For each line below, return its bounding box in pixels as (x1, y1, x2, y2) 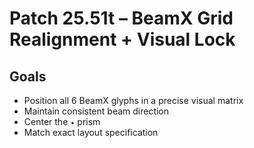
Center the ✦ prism (23, 116, 101, 127)
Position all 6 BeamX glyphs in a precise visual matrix (23, 95, 244, 106)
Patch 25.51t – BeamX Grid (9, 7, 234, 30)
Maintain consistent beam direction (23, 105, 170, 117)
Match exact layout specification (23, 127, 159, 138)
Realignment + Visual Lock (9, 28, 236, 51)
